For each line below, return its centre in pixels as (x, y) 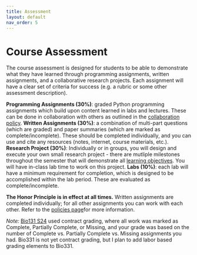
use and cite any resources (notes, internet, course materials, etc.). (87, 142)
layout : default (26, 17)
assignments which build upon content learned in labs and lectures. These (96, 111)
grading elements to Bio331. (40, 246)
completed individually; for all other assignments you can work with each (95, 203)
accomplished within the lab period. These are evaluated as (79, 180)
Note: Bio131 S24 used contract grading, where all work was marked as (92, 221)
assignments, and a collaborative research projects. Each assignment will (95, 81)
